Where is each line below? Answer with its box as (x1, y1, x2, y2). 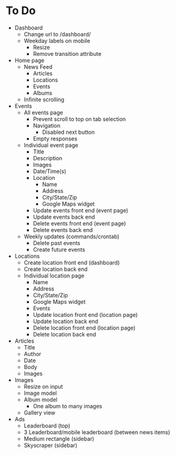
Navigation (33, 122, 61, 129)
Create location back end (23, 265, 88, 273)
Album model (23, 395, 58, 403)
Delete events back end (33, 226, 93, 233)
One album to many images (33, 402, 102, 410)
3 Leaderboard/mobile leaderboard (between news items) (23, 428, 170, 436)
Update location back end (33, 317, 99, 325)
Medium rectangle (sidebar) (23, 435, 94, 442)
